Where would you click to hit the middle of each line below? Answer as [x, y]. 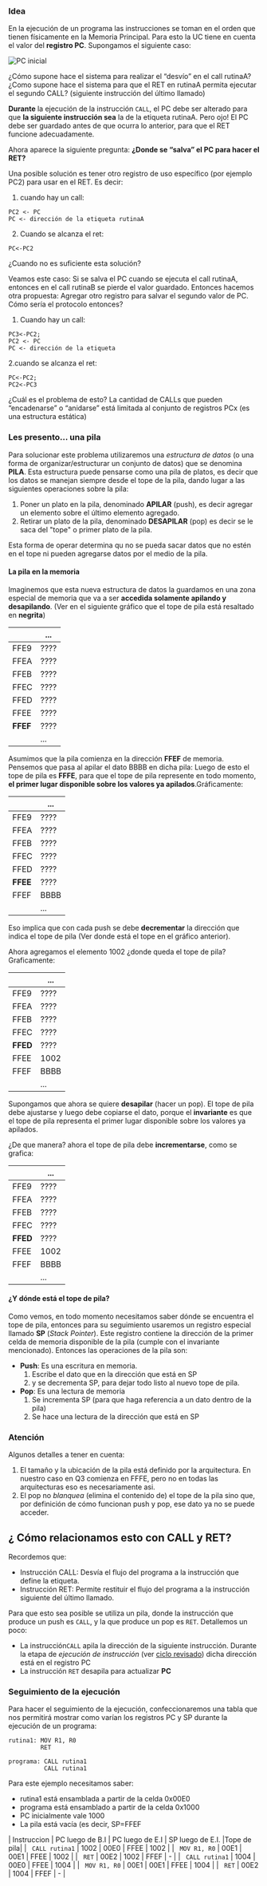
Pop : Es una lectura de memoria [73, 1391]
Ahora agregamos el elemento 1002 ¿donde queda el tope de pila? [117, 951]
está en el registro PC [55, 1663]
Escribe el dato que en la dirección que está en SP [114, 1374]
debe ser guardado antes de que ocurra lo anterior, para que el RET [119, 126]
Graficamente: [32, 960]
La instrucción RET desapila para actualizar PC [95, 1671]
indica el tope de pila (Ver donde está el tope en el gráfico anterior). [120, 936]
